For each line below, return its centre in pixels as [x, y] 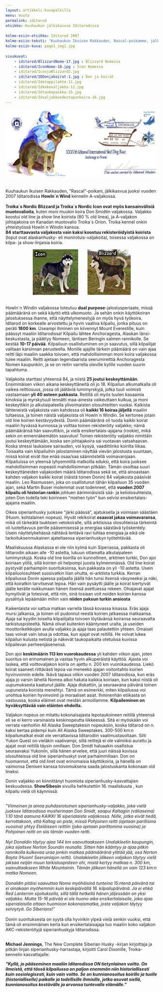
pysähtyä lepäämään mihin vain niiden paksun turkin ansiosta [68, 599]
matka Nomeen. [22, 873]
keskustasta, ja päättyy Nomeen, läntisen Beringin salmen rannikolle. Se [77, 339]
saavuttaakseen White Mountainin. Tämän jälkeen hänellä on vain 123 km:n [81, 868]
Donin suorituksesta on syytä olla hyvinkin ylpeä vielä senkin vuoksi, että [78, 919]
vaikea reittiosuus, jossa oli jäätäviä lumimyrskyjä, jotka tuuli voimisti [74, 389]
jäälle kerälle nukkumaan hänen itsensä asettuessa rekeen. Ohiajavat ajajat [80, 588]
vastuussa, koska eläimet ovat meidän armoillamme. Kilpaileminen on [75, 700]
